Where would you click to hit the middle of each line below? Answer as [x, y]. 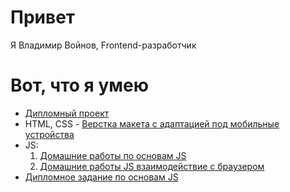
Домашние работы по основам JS [113, 155]
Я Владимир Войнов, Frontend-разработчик [103, 45]
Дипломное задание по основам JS [101, 177]
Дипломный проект [67, 113]
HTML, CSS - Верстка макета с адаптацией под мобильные [152, 123]
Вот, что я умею [79, 85]
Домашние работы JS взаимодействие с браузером [152, 166]
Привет [43, 17]
